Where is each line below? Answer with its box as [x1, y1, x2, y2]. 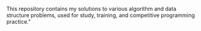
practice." [6, 18, 31, 25]
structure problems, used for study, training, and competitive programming [6, 12, 195, 19]
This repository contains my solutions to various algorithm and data [6, 5, 176, 12]
